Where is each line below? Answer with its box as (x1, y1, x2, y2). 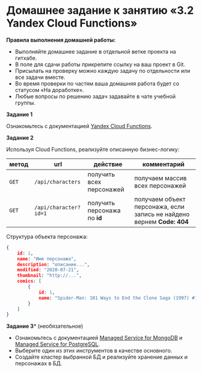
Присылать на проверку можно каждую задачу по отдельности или (14, 67, 191, 74)
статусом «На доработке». (14, 86, 84, 93)
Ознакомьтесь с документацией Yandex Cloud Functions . (6, 122, 153, 129)
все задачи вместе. (14, 73, 66, 81)
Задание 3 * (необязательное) (6, 322, 84, 330)
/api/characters (34, 178, 81, 185)
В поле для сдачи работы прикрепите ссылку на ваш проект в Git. (14, 61, 185, 68)
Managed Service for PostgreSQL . (14, 341, 100, 348)
